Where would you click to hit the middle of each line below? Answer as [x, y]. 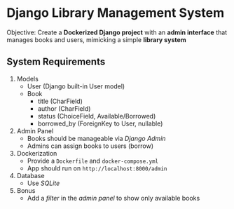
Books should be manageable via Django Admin [96, 138]
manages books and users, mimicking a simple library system [96, 39]
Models [28, 79]
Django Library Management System [116, 13]
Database [30, 175]
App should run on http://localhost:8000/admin [97, 168]
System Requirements [56, 62]
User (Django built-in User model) [76, 86]
